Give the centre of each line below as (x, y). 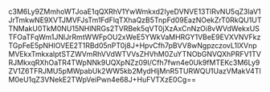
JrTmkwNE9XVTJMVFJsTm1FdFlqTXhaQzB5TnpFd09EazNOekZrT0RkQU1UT (135, 20)
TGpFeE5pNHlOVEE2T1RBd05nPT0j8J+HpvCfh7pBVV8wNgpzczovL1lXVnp (133, 46)
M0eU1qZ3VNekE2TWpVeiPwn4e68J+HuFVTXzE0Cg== (102, 80)
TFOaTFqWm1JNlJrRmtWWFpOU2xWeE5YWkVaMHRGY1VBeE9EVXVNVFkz (135, 37)
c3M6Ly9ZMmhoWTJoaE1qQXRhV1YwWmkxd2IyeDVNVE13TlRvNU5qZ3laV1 (135, 12)
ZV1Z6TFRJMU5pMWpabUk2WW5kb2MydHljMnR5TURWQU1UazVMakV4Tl (135, 71)
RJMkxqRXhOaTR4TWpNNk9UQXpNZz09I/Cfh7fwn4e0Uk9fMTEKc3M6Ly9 (134, 62)
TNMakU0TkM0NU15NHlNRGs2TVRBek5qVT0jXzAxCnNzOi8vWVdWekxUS (134, 28)
